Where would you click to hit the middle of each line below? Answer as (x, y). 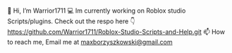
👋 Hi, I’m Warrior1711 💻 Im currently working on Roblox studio (97, 11)
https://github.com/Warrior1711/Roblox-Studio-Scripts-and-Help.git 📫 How (116, 32)
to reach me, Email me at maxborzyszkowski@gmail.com (90, 42)
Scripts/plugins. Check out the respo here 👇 (71, 21)
